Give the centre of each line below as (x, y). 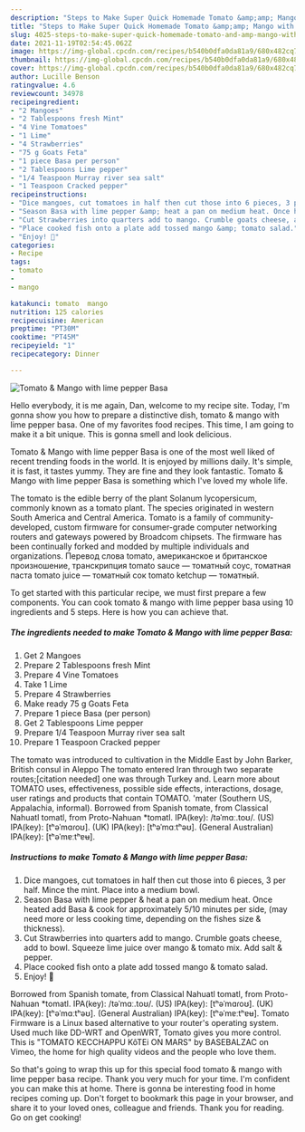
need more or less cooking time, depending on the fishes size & (142, 918)
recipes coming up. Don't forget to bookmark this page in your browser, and (152, 1098)
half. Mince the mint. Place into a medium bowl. (111, 889)
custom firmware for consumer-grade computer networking (166, 527)
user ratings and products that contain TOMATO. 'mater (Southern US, (141, 798)
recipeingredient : (45, 102)
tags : (20, 262)
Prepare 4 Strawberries (67, 694)
